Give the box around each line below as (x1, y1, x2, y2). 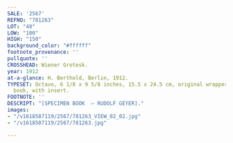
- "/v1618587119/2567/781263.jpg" (7, 119, 107, 126)
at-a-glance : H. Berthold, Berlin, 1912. (7, 74, 129, 82)
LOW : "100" (7, 29, 39, 37)
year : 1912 (7, 68, 39, 75)
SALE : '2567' (7, 10, 45, 17)
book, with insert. (13, 87, 70, 94)
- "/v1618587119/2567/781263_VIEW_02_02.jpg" (7, 113, 141, 120)
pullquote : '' (7, 55, 49, 62)
